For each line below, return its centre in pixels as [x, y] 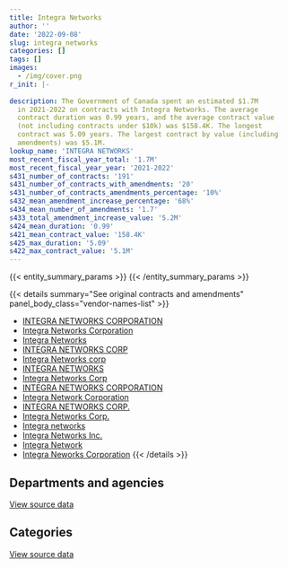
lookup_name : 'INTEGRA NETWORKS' [72, 151]
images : [24, 68]
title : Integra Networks [56, 17]
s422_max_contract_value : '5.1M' [72, 251]
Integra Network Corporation [76, 398]
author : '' [30, 26]
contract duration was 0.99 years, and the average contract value [146, 118]
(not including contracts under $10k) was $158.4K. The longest [140, 127]
